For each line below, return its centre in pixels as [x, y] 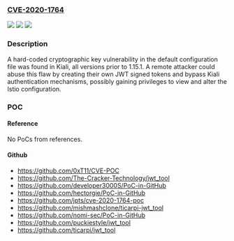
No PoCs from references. [45, 139]
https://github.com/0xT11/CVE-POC [68, 170]
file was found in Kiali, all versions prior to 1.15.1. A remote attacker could [111, 66]
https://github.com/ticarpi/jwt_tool [66, 230]
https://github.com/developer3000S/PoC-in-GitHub [92, 185]
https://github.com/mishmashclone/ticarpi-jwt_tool [90, 207]
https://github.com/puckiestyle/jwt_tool [74, 222]
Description [28, 44]
